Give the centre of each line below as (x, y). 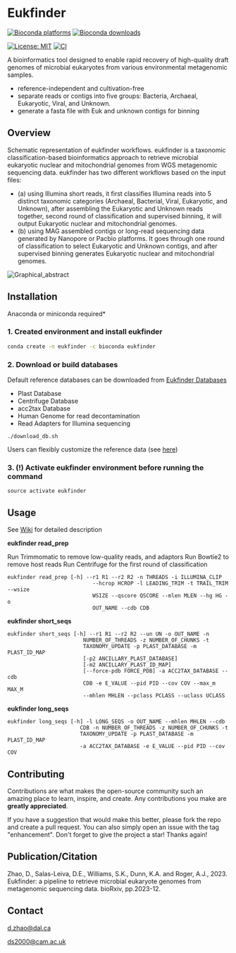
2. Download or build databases (63, 364)
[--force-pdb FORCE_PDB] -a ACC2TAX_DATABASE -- (156, 671)
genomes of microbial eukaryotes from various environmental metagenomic (117, 67)
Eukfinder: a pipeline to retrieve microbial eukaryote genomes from (105, 881)
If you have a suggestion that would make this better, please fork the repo (114, 819)
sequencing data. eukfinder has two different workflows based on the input (117, 172)
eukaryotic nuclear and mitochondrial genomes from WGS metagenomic (112, 165)
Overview (29, 133)
